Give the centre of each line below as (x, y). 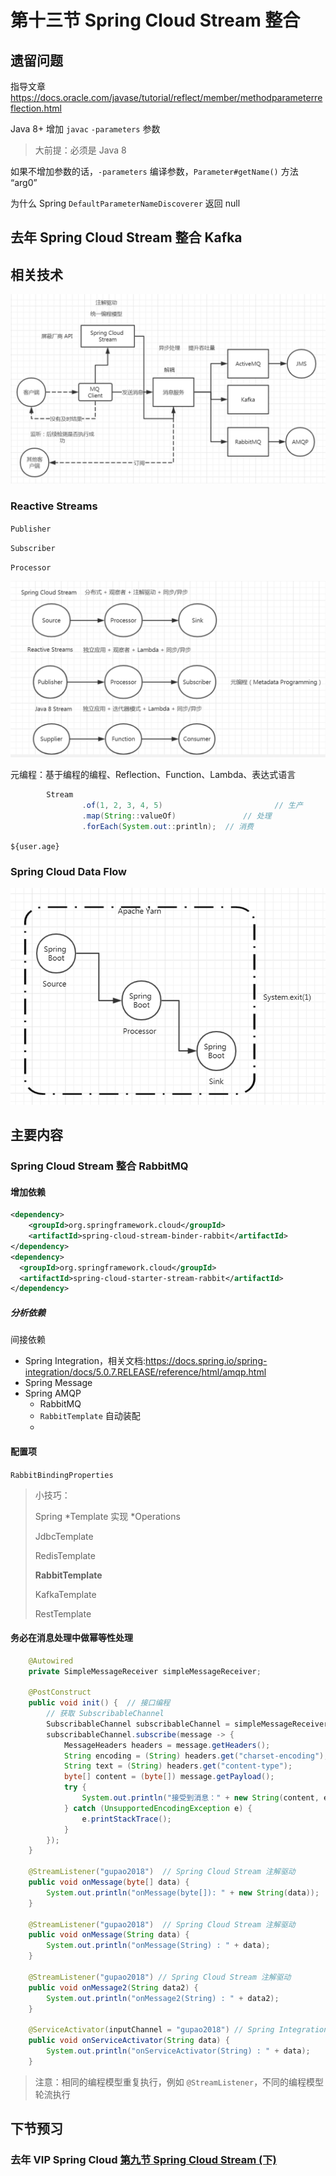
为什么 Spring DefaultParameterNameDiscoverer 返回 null (125, 203)
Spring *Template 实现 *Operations (107, 1516)
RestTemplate (63, 1613)
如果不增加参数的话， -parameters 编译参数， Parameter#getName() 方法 (154, 171)
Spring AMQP (53, 1393)
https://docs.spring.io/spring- (206, 1361)
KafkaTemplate (65, 1594)
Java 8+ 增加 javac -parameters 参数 (85, 129)
